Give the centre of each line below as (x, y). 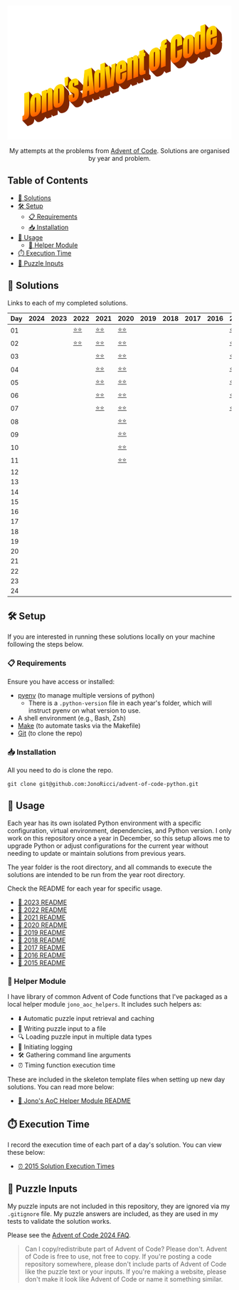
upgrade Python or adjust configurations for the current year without (108, 846)
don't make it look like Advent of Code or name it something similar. (124, 1279)
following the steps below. (46, 644)
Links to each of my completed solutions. (68, 303)
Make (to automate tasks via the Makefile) (79, 725)
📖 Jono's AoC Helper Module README (74, 1101)
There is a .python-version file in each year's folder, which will (120, 703)
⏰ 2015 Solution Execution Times (66, 1166)
